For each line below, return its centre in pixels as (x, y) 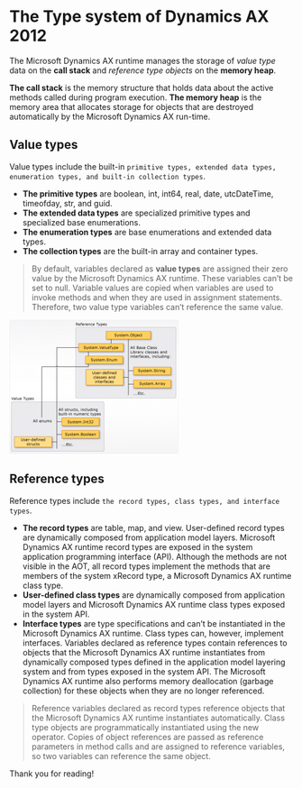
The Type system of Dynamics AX (139, 17)
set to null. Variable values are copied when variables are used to (152, 288)
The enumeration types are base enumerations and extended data (147, 232)
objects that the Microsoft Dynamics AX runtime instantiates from (144, 652)
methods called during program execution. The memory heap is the (136, 97)
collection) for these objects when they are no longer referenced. (143, 691)
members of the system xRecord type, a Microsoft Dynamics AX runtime (157, 575)
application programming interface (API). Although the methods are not (155, 556)
